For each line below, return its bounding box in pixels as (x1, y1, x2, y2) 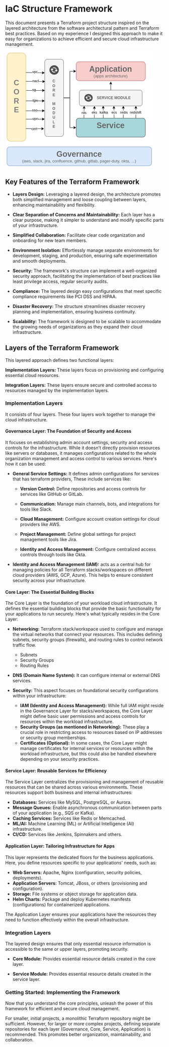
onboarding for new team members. (12, 237, 88, 243)
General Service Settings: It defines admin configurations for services (12, 471, 159, 477)
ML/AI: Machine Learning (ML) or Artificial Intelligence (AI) (12, 821, 134, 827)
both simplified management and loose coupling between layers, (12, 196, 147, 202)
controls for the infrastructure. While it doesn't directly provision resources (5, 445, 160, 451)
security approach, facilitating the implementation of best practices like (12, 273, 160, 279)
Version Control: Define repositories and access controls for (20, 486, 146, 492)
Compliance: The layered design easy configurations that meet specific (12, 288, 162, 294)
